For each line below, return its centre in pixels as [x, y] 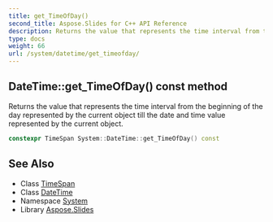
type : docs [27, 39]
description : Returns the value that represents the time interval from [134, 31]
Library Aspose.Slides [57, 209]
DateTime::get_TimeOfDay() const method [118, 87]
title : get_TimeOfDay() [49, 16]
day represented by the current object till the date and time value [117, 115]
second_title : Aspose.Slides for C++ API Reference [97, 24]
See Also [31, 164]
